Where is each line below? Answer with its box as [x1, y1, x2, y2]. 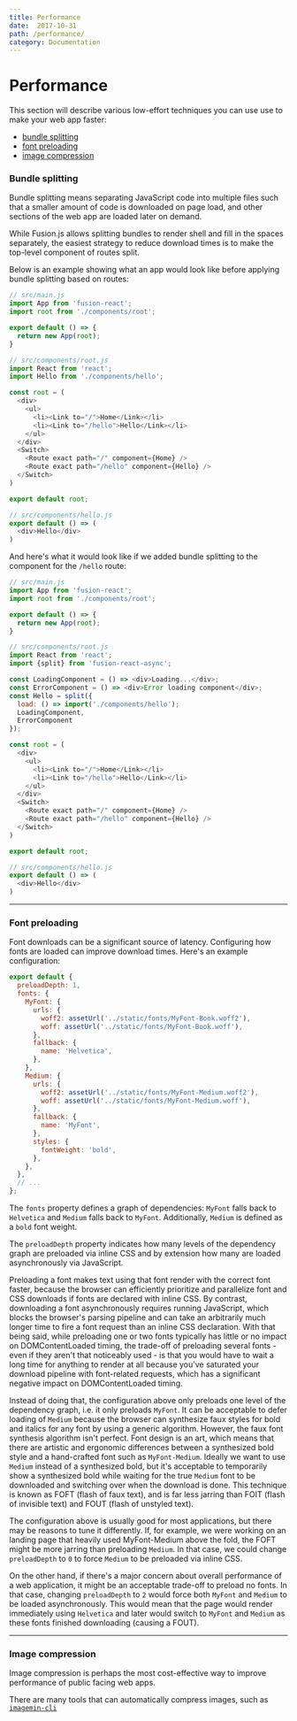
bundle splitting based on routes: [9, 273, 130, 284]
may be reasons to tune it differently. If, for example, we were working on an [9, 1525, 286, 1536]
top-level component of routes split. [9, 247, 140, 257]
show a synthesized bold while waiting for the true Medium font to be [9, 1471, 256, 1481]
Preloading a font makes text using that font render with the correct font [9, 1275, 271, 1286]
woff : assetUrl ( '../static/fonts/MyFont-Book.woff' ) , [41, 1022, 243, 1031]
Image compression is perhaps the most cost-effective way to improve [9, 1668, 267, 1679]
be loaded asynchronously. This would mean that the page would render [9, 1599, 273, 1610]
